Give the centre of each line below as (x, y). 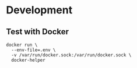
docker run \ (22, 45)
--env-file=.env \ (34, 50)
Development (39, 10)
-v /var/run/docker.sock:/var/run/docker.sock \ (71, 55)
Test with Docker (37, 32)
